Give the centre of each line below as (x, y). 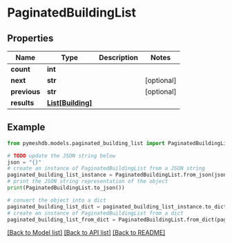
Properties (30, 38)
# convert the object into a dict (57, 200)
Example (26, 127)
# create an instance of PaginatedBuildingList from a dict (96, 213)
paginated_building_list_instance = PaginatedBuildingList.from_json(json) (118, 175)
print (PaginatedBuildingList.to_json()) (66, 188)
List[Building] (70, 103)
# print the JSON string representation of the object (88, 182)
